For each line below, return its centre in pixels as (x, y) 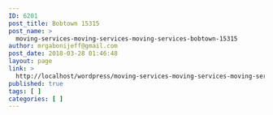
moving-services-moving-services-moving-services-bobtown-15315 (127, 38)
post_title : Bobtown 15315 (54, 23)
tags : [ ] (25, 91)
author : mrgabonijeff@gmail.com (63, 46)
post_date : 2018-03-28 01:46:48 (63, 53)
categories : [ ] (36, 99)
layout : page (30, 62)
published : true (36, 83)
